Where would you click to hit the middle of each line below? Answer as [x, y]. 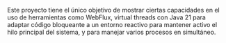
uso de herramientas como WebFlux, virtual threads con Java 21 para [107, 17]
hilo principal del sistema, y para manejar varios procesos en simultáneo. [112, 32]
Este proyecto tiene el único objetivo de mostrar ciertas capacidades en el [114, 10]
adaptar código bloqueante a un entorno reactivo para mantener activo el [112, 25]
